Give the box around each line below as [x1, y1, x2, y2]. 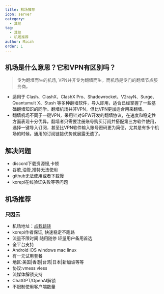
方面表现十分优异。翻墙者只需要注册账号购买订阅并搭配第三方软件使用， [12, 119, 159, 125]
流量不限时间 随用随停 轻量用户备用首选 [12, 235, 92, 241]
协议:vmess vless [12, 265, 48, 271]
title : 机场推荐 [5, 7, 35, 12]
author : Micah [5, 39, 34, 44]
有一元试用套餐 [12, 253, 43, 259]
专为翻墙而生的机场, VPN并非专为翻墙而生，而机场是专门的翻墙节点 [17, 77, 154, 83]
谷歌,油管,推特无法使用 [12, 167, 58, 173]
